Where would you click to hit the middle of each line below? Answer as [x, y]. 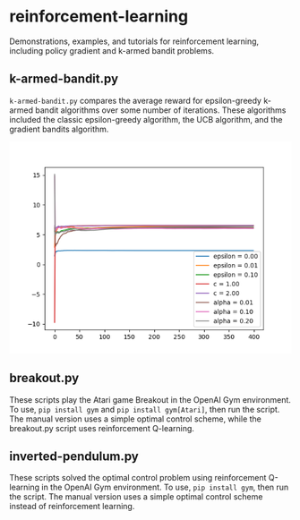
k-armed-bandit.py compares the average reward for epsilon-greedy [136, 100]
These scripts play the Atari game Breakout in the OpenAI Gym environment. [150, 399]
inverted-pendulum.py [74, 456]
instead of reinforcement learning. [72, 507]
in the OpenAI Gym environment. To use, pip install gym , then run [165, 487]
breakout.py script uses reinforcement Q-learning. [102, 428]
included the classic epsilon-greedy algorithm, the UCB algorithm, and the [146, 119]
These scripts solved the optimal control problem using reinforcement [138, 478]
